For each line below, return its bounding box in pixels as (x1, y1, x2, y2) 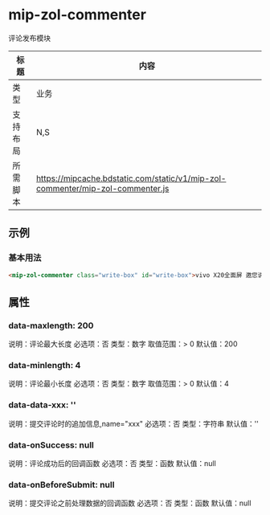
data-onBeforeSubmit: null (8, 480, 115, 490)
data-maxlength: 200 (8, 320, 94, 331)
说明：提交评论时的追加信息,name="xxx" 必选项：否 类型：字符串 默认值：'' (8, 419, 260, 428)
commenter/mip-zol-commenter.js (35, 182, 170, 194)
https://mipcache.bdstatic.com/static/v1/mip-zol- (35, 173, 227, 184)
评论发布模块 (8, 33, 51, 43)
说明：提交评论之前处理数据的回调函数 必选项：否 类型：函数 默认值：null (8, 498, 252, 508)
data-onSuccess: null (8, 439, 95, 451)
